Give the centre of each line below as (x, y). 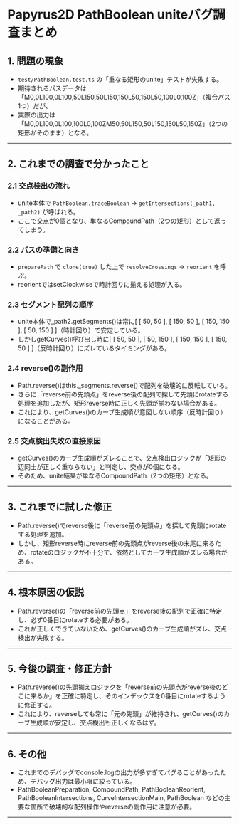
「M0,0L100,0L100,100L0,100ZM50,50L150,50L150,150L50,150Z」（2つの (123, 124)
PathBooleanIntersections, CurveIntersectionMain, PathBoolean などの (121, 798)
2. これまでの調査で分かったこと (78, 164)
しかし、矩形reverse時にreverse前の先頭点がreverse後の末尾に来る (116, 543)
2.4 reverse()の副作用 (45, 369)
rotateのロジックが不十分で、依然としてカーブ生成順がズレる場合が (129, 552)
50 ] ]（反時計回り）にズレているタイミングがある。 (94, 348)
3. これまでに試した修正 (60, 507)
